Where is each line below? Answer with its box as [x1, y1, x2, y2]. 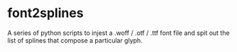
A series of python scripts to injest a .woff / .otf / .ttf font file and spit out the [7, 28, 230, 37]
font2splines [7, 5, 84, 21]
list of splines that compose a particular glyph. [7, 36, 143, 44]
